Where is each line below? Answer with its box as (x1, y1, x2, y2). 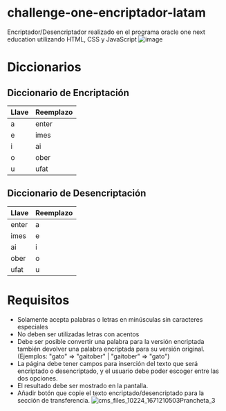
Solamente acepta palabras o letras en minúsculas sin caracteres (17, 315, 203, 323)
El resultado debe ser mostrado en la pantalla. (17, 381, 149, 390)
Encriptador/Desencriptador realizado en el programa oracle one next (7, 28, 206, 36)
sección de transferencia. (17, 396, 91, 404)
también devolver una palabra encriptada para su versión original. (17, 345, 205, 353)
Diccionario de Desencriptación (7, 188, 147, 199)
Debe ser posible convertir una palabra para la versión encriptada (17, 337, 205, 345)
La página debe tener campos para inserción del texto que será (17, 359, 198, 367)
